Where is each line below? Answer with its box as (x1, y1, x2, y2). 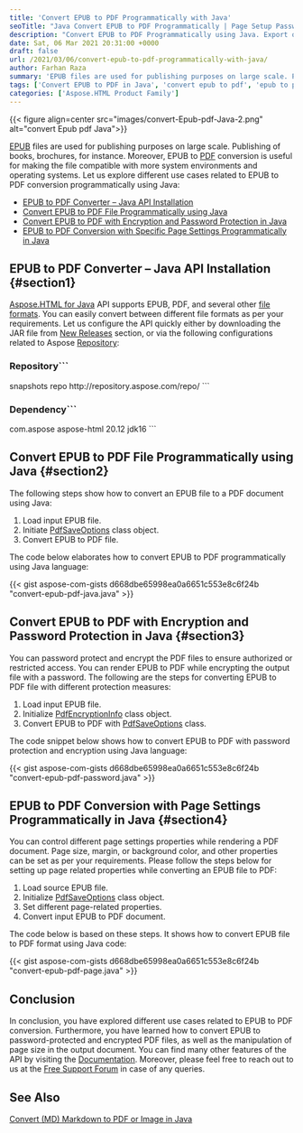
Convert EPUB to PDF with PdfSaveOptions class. (22, 718, 207, 729)
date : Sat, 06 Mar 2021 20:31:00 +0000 (9, 38, 160, 48)
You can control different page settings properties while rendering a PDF (9, 836, 280, 847)
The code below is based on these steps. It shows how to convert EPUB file (9, 929, 290, 940)
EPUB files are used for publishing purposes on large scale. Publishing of (9, 141, 281, 152)
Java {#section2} (9, 464, 110, 479)
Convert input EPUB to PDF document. (22, 911, 166, 922)
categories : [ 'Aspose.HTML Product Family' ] (9, 88, 179, 98)
